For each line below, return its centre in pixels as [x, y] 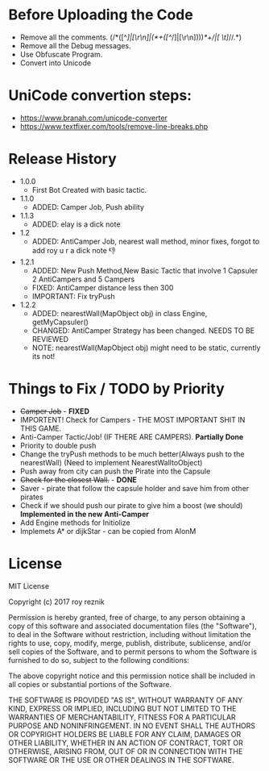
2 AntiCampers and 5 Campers [83, 279]
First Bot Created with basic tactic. [89, 190]
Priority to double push [58, 445]
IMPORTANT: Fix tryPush [73, 296]
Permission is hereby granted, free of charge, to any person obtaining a [127, 617]
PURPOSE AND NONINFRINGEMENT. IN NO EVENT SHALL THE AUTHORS [132, 725]
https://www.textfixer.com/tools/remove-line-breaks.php [114, 126]
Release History [62, 159]
